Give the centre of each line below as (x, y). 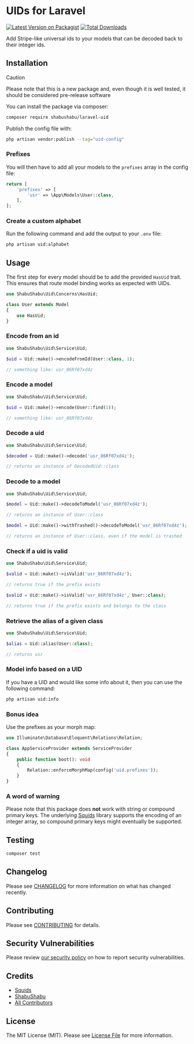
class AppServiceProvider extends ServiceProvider (69, 748)
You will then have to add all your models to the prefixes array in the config (97, 167)
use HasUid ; (31, 316)
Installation (27, 63)
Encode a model (29, 384)
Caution (16, 77)
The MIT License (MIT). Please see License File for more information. (89, 1035)
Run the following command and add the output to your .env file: (84, 234)
